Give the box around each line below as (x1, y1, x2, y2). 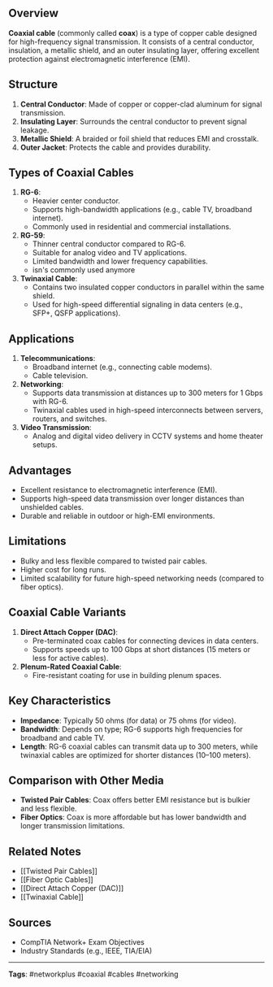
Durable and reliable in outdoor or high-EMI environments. (19, 511, 215, 521)
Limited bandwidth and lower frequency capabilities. (32, 256, 209, 267)
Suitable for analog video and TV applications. (32, 248, 187, 258)
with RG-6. (32, 397, 69, 407)
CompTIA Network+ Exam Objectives (19, 937, 145, 946)
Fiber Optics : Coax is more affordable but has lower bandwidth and (19, 812, 246, 822)
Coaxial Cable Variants (8, 606, 127, 620)
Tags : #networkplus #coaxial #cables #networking (8, 969, 179, 979)
